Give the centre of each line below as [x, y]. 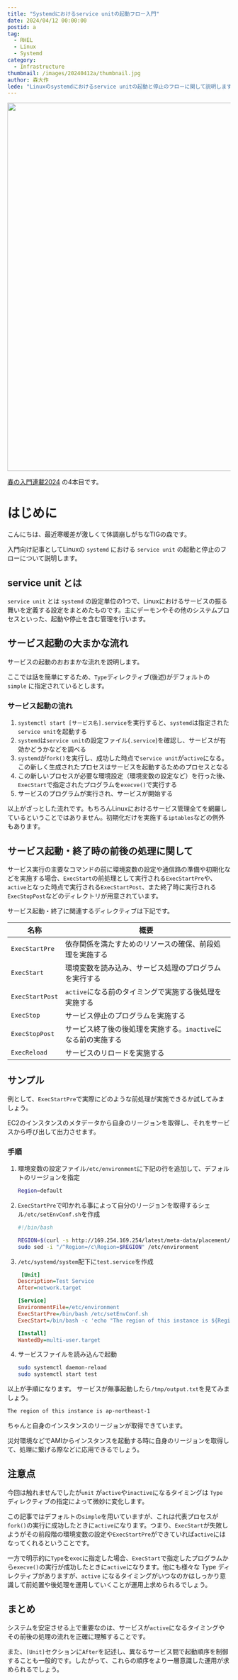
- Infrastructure [39, 67]
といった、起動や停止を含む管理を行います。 [85, 619]
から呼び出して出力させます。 [57, 1131]
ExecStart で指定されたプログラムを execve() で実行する [97, 785]
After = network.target [49, 1288]
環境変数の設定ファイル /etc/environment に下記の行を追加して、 [111, 1169]
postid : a [22, 27]
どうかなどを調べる [58, 750]
